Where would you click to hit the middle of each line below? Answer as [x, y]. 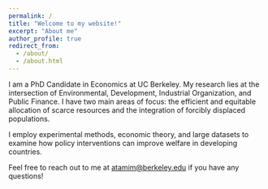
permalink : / [30, 16]
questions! [26, 176]
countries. [25, 152]
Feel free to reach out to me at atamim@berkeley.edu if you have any [124, 167]
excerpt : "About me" [43, 31]
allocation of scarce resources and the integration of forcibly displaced [127, 110]
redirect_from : [34, 46]
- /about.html [39, 62]
